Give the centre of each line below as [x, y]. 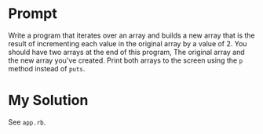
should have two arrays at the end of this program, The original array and [126, 52]
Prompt [33, 14]
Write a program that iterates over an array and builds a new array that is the [131, 35]
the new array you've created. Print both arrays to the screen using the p [126, 60]
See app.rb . [27, 121]
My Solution [48, 101]
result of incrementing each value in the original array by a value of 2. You [128, 43]
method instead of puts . [47, 68]
